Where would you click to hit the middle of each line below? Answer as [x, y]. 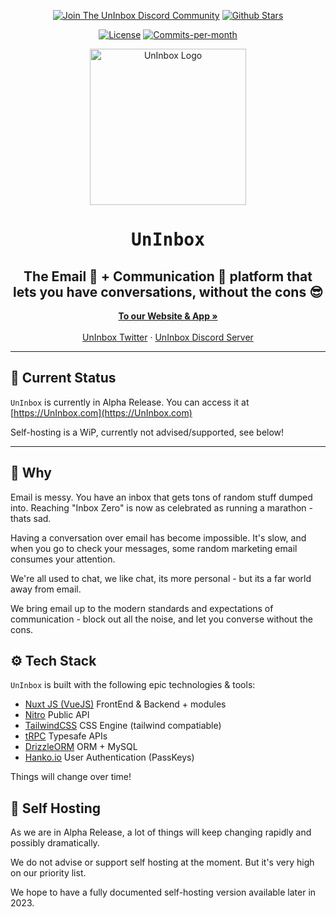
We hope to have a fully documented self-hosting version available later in [163, 892]
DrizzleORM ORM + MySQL [81, 747]
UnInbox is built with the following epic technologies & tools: [133, 685]
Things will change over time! [71, 777]
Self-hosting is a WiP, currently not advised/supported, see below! [147, 432]
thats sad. [31, 518]
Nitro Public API [57, 715]
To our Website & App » [168, 316]
